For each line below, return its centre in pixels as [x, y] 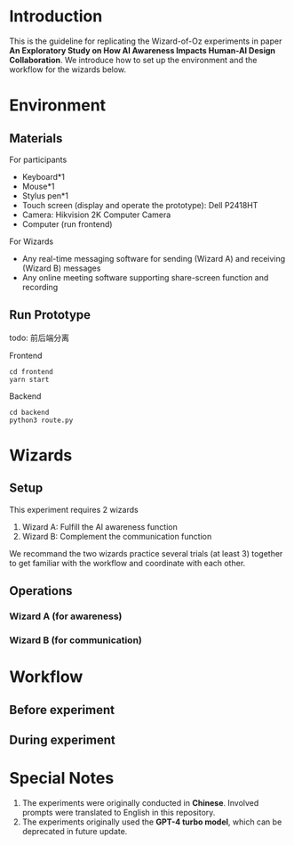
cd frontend [31, 371]
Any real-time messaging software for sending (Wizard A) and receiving [154, 258]
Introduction [56, 16]
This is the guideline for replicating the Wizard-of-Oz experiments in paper [146, 41]
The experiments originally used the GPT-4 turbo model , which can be [152, 822]
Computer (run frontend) [67, 223]
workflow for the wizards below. [68, 69]
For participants [38, 159]
